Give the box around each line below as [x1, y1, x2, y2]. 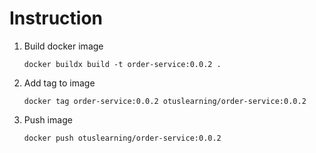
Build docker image [23, 40, 104, 52]
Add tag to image [23, 77, 96, 89]
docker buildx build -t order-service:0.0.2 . [23, 59, 222, 69]
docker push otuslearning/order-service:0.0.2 [23, 133, 222, 143]
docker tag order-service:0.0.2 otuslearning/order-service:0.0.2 [23, 96, 307, 106]
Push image [23, 113, 73, 126]
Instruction [9, 7, 103, 30]
